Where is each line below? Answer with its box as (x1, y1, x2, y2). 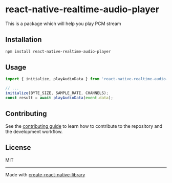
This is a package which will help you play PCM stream (5, 20, 121, 27)
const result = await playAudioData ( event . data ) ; (5, 96, 114, 101)
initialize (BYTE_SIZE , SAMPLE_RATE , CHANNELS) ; (5, 90, 109, 96)
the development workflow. (5, 128, 63, 134)
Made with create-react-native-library (5, 171, 85, 177)
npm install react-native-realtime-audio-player (5, 49, 111, 54)
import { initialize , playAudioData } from (5, 77, 100, 82)
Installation (5, 35, 42, 44)
